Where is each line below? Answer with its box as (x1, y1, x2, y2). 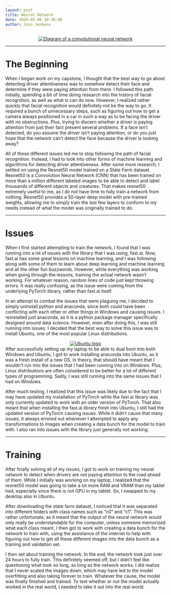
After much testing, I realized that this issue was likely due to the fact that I (5, 388, 162, 394)
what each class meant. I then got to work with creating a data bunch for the (5, 525, 165, 531)
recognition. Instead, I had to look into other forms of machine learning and (5, 156, 163, 162)
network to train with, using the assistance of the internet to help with (5, 531, 151, 537)
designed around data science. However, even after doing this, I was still (5, 320, 157, 326)
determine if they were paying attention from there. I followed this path (5, 86, 154, 93)
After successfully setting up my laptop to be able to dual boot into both (5, 346, 156, 352)
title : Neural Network (5, 12, 53, 17)
